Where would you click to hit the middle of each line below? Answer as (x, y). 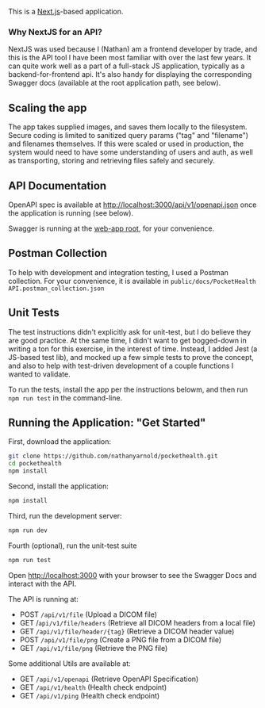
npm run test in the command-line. (65, 398)
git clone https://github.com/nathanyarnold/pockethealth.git (113, 456)
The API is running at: (44, 599)
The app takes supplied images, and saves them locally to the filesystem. (128, 127)
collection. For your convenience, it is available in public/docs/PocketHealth (132, 281)
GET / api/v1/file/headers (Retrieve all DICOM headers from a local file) (138, 622)
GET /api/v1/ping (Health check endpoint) (90, 695)
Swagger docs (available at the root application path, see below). (115, 83)
